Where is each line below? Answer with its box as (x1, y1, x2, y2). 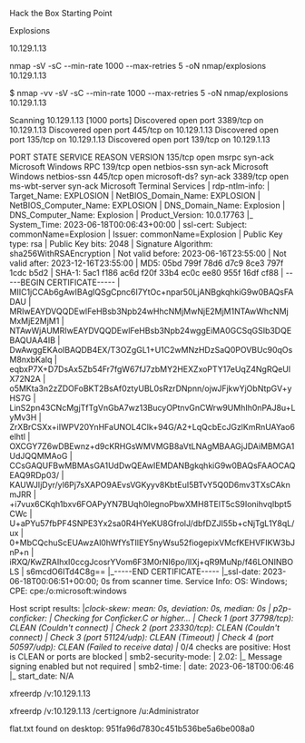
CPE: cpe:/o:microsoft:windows (9, 585, 127, 596)
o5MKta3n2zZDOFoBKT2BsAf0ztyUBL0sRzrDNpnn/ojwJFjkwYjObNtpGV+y (9, 383, 292, 394)
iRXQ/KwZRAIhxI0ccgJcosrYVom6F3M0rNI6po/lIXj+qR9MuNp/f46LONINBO (9, 557, 293, 567)
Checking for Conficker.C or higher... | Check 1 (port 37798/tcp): (54, 612, 294, 623)
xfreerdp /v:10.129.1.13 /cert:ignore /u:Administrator (9, 706, 200, 716)
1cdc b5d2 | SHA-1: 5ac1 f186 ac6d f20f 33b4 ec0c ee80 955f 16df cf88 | (9, 268, 284, 278)
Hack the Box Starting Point (9, 8, 113, 18)
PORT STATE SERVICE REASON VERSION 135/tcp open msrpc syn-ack (9, 152, 274, 162)
